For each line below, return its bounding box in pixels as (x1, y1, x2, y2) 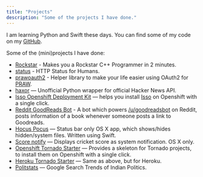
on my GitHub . (6, 37, 42, 45)
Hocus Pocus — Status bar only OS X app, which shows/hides (15, 125, 171, 132)
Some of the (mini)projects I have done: (6, 49, 105, 56)
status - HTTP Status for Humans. (15, 67, 100, 74)
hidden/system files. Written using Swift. (15, 131, 116, 139)
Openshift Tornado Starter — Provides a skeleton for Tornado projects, (15, 144, 192, 152)
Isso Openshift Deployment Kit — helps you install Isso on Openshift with (15, 93, 197, 100)
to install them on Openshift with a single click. (15, 150, 131, 158)
